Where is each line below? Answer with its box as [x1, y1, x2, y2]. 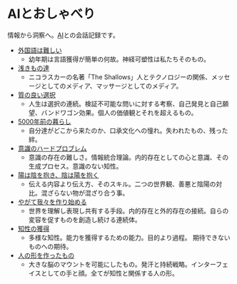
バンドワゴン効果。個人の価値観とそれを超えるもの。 [41, 108, 198, 117]
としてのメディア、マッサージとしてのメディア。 [41, 81, 183, 90]
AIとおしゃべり [7, 6, 96, 22]
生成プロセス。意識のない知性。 [28, 161, 123, 171]
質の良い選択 [17, 90, 56, 99]
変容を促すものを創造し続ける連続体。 [28, 215, 141, 224]
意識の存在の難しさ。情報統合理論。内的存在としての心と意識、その [28, 153, 229, 161]
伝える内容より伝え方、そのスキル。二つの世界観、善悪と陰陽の [28, 179, 216, 188]
